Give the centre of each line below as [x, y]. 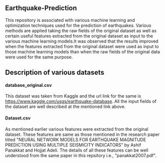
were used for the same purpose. [39, 57]
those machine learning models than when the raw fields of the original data [83, 52]
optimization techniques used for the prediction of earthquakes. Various [78, 25]
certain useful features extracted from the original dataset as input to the [79, 36]
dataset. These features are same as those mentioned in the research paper [82, 134]
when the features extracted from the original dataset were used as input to [82, 46]
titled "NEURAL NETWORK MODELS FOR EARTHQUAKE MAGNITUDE [76, 139]
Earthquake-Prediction [41, 8]
